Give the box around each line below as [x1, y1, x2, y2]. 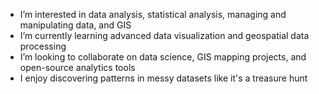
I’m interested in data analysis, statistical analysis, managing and [19, 9, 287, 20]
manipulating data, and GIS [19, 19, 132, 31]
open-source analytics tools [19, 62, 136, 73]
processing [19, 40, 67, 52]
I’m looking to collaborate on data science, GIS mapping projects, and [19, 51, 307, 63]
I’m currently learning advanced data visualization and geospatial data [19, 30, 310, 41]
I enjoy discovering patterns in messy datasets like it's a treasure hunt [19, 72, 308, 84]
